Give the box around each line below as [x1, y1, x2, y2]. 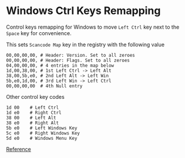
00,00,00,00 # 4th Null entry [6, 83, 83, 89]
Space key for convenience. [6, 29, 72, 36]
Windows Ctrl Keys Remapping [6, 4, 161, 18]
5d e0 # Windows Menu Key [6, 135, 78, 141]
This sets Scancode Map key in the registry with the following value [6, 41, 165, 48]
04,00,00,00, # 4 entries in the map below [6, 63, 115, 68]
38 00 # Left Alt [6, 115, 57, 121]
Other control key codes [6, 93, 65, 100]
